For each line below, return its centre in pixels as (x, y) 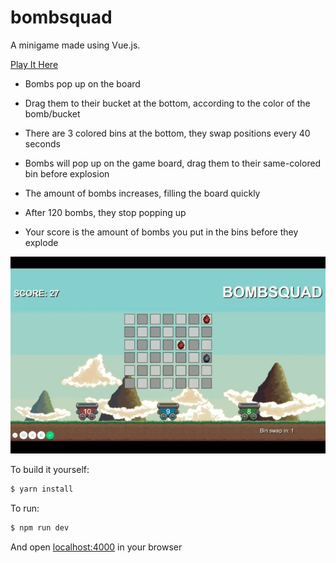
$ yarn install (42, 489)
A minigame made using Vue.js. (75, 45)
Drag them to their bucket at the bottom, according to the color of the (167, 103)
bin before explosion (67, 173)
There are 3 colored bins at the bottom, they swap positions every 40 (167, 133)
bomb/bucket (52, 113)
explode (41, 242)
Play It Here (34, 64)
